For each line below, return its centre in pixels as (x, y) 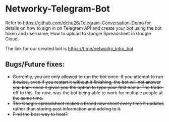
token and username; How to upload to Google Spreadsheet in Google (78, 33)
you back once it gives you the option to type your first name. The (81, 87)
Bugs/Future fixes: (35, 64)
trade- (157, 87)
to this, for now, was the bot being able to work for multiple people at (91, 93)
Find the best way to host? (40, 114)
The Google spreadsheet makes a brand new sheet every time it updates (88, 103)
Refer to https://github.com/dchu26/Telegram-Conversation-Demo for (78, 23)
